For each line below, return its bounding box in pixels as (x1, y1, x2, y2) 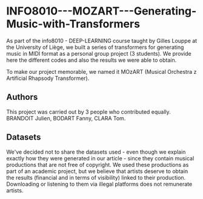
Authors (6, 92, 38, 102)
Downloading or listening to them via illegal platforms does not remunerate (6, 180, 193, 188)
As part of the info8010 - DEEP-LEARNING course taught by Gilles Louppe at (6, 37, 198, 44)
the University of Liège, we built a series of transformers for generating (6, 44, 184, 51)
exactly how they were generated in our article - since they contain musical (6, 154, 195, 161)
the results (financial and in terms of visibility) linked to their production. (6, 174, 186, 181)
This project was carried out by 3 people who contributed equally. (6, 108, 171, 116)
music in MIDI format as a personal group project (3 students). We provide (6, 50, 192, 57)
